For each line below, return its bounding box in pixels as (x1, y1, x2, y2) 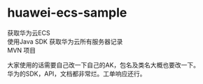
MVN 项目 (7, 46, 36, 54)
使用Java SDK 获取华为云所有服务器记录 (7, 37, 123, 46)
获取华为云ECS (7, 28, 50, 37)
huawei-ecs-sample (7, 5, 127, 21)
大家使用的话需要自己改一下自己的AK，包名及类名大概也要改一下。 (7, 60, 200, 69)
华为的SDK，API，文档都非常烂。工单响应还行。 (7, 69, 146, 78)
